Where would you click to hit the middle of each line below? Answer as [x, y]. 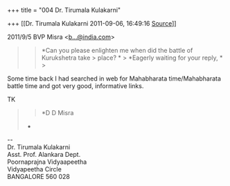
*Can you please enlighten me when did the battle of [117, 50]
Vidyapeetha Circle [35, 169]
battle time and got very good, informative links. [76, 86]
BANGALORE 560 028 [39, 177]
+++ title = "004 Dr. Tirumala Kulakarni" [64, 10]
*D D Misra [57, 113]
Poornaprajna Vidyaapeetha [47, 162]
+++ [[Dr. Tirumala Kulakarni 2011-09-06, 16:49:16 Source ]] [92, 23]
